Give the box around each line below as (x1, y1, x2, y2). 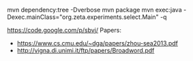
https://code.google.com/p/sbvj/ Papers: (7, 26, 121, 34)
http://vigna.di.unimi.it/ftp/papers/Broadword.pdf (16, 47, 155, 54)
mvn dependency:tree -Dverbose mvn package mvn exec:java (7, 6, 182, 14)
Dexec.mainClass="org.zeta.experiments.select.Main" (7, 13, 159, 21)
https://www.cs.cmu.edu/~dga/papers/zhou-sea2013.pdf (16, 39, 179, 47)
